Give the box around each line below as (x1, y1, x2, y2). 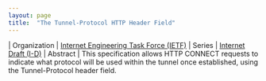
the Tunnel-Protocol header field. (8, 65, 117, 75)
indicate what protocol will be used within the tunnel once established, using (8, 57, 259, 67)
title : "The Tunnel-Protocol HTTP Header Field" (8, 19, 176, 27)
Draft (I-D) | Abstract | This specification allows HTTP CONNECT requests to (8, 49, 259, 58)
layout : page (8, 11, 52, 20)
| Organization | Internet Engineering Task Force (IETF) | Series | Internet (8, 40, 245, 50)
